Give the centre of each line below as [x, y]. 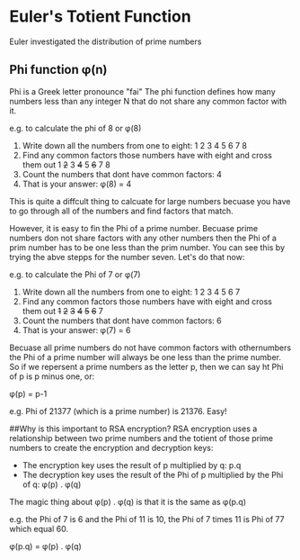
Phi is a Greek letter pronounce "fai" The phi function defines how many [142, 91]
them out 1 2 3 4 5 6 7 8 [66, 165]
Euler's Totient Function [100, 17]
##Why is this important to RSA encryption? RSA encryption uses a [133, 429]
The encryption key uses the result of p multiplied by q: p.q [132, 465]
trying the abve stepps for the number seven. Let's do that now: [127, 257]
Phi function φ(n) [58, 70]
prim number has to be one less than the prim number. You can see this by [147, 247]
